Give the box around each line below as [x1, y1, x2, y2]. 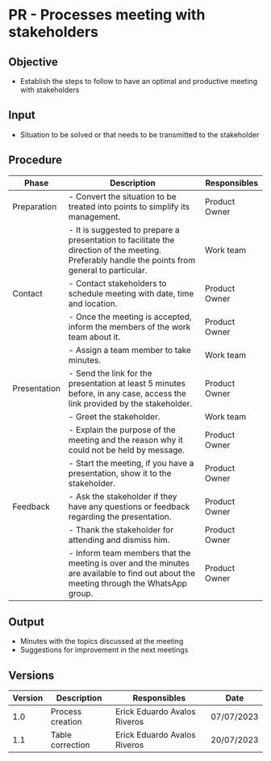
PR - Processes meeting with [8, 6, 206, 24]
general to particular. [68, 264, 148, 275]
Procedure [8, 153, 63, 167]
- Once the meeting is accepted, [68, 311, 192, 322]
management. [68, 211, 121, 222]
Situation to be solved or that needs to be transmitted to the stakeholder [19, 129, 260, 139]
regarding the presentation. [68, 511, 172, 522]
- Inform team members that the [68, 547, 191, 558]
